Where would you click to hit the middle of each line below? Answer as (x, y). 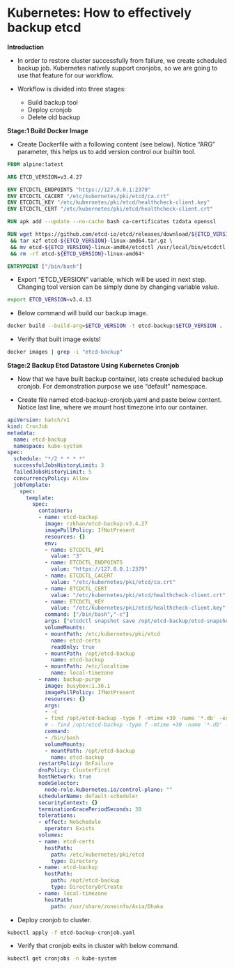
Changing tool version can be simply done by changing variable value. (118, 287)
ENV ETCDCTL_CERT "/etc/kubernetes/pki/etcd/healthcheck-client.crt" (110, 209)
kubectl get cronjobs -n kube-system (62, 959)
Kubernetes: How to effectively (99, 13)
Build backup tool (53, 102)
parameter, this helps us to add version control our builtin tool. (107, 151)
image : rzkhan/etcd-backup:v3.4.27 (96, 524)
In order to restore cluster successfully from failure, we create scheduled (122, 60)
